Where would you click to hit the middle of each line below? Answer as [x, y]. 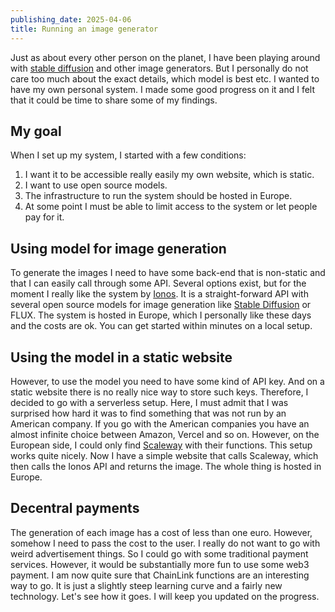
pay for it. [44, 217]
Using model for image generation [118, 248]
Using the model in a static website [121, 357]
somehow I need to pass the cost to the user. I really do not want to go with [165, 543]
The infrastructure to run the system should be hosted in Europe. [158, 196]
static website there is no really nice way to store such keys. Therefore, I [159, 392]
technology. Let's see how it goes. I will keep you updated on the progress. [165, 596]
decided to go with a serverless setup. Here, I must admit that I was [149, 402]
